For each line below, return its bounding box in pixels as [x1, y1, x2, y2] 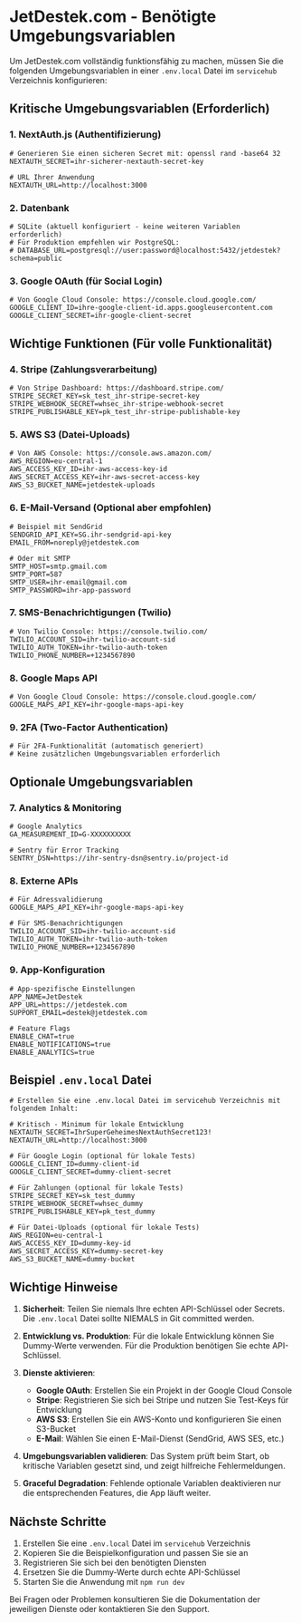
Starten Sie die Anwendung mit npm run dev [22, 1577, 185, 1588]
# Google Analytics [9, 822, 83, 831]
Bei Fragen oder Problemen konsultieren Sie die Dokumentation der [9, 1594, 260, 1605]
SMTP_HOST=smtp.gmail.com [9, 562, 107, 571]
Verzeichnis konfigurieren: [9, 74, 108, 85]
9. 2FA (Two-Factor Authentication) [9, 721, 169, 734]
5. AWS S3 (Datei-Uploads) [9, 428, 131, 440]
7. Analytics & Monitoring [9, 801, 122, 814]
